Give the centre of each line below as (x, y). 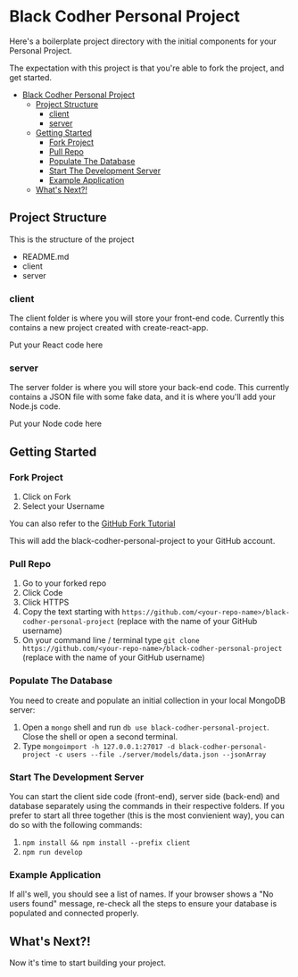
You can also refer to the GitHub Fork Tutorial (92, 523)
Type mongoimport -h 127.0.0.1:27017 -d (99, 746)
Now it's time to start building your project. (88, 963)
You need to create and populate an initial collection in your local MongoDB (147, 700)
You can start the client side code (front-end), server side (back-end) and (145, 796)
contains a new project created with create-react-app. (109, 328)
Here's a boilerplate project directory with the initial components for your (143, 41)
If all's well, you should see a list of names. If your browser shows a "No (141, 894)
